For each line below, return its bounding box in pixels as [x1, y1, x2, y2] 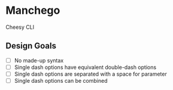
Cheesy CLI [5, 23, 34, 31]
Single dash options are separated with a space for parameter [14, 70, 167, 77]
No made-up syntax [14, 56, 64, 64]
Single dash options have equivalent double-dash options [14, 64, 157, 71]
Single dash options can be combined [14, 77, 108, 84]
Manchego [5, 4, 60, 17]
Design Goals [5, 41, 56, 51]
